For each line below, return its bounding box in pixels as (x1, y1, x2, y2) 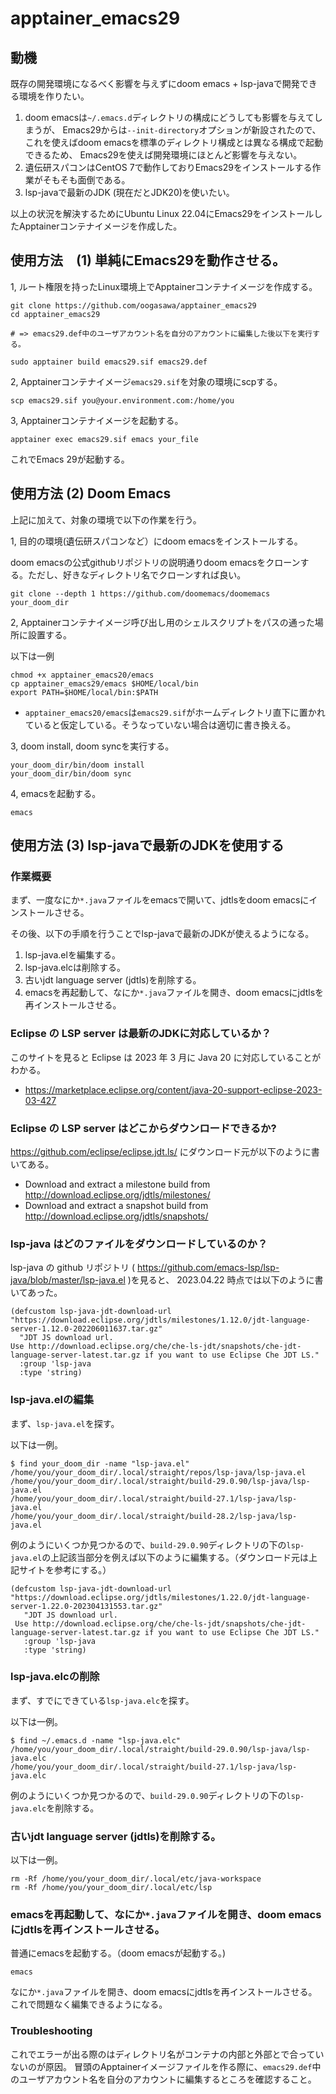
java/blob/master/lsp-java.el (10, 1274, 126, 1286)
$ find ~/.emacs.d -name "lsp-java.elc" (10, 1735, 182, 1746)
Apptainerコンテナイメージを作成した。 (18, 220, 183, 232)
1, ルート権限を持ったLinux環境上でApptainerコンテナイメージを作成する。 (10, 280, 318, 292)
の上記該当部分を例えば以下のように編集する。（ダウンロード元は (41, 1551, 310, 1563)
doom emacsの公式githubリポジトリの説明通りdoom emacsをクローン (10, 556, 301, 568)
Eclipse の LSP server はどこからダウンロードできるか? (10, 1121, 277, 1135)
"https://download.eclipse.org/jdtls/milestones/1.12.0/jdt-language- (10, 1315, 311, 1326)
